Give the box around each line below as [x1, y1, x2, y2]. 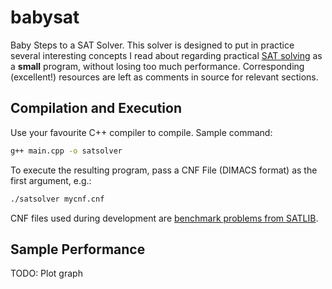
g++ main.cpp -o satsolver [10, 146, 123, 156]
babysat [10, 6, 80, 29]
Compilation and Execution [10, 100, 182, 117]
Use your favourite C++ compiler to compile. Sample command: [10, 126, 273, 138]
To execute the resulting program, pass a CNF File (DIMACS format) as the [10, 164, 318, 176]
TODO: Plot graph [10, 267, 83, 280]
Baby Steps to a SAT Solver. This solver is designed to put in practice [10, 39, 295, 51]
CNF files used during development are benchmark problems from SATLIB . [10, 212, 319, 224]
